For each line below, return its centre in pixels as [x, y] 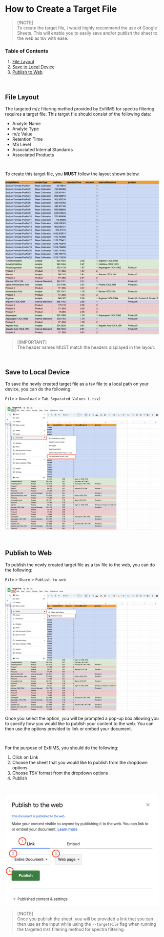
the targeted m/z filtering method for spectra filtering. [71, 929]
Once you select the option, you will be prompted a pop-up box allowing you [82, 718]
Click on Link [25, 757]
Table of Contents [27, 51]
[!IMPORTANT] [32, 342]
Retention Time [27, 139]
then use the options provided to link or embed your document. [69, 729]
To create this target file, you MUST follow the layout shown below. [72, 174]
